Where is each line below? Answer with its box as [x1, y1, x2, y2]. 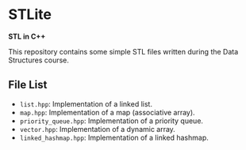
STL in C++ [8, 32, 46, 41]
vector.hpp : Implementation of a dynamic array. [19, 124, 176, 133]
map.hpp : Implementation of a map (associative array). [19, 107, 196, 117]
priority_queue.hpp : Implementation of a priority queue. [19, 116, 204, 126]
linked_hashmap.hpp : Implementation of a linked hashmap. [19, 133, 209, 142]
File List [8, 78, 48, 92]
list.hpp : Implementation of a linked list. [19, 99, 153, 108]
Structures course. [8, 55, 70, 65]
